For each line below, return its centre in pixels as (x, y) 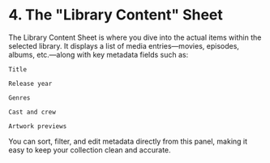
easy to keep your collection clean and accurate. (90, 150)
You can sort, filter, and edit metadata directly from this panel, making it (128, 141)
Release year (30, 84)
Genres (19, 98)
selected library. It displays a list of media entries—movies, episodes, (124, 45)
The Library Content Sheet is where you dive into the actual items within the (135, 37)
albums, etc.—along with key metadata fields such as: (99, 54)
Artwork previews (38, 126)
